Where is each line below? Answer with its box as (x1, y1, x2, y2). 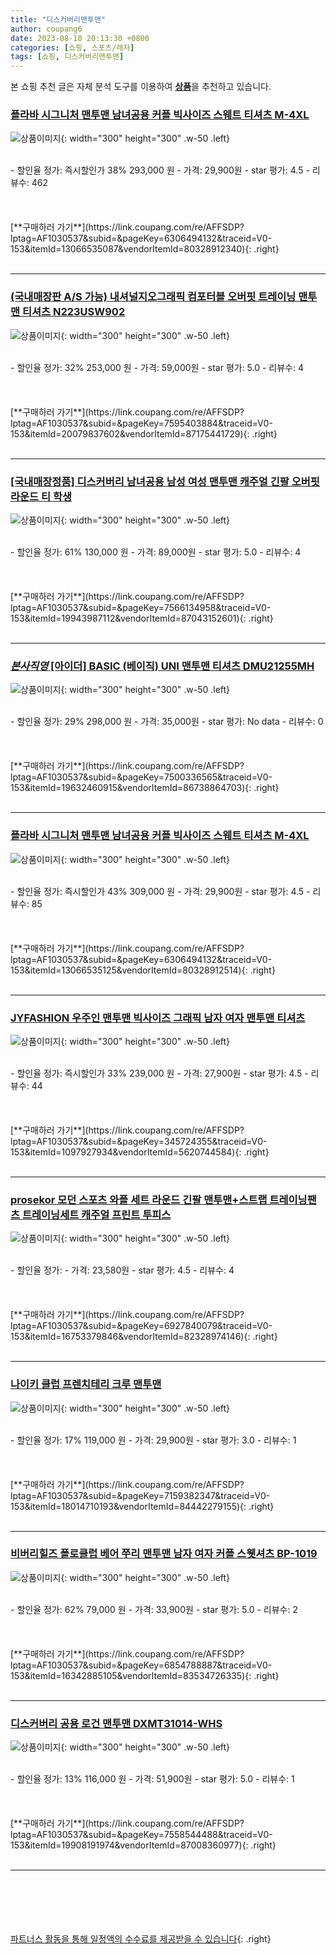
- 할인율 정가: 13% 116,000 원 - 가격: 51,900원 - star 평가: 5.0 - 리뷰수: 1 (10, 1773, 295, 1785)
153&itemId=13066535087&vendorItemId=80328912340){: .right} (10, 243, 280, 255)
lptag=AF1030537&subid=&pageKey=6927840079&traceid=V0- (10, 1320, 273, 1332)
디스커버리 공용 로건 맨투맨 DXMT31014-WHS (10, 1716, 223, 1730)
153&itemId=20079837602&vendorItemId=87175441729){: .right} (10, 427, 278, 440)
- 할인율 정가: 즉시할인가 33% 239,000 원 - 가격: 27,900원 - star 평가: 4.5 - (10, 1067, 309, 1079)
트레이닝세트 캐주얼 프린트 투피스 (21, 1207, 172, 1221)
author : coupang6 (10, 24, 83, 34)
